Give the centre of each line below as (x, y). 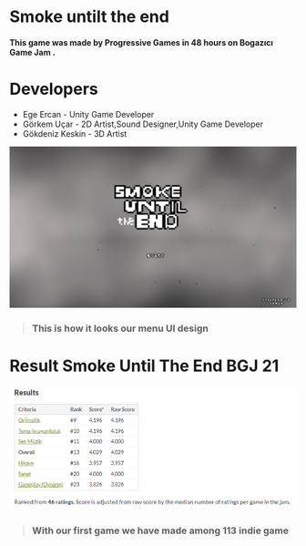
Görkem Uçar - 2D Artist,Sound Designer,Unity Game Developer (143, 124)
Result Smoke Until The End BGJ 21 (144, 366)
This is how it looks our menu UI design (120, 328)
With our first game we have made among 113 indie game (160, 531)
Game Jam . (33, 52)
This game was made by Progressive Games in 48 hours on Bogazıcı (141, 42)
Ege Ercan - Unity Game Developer (88, 114)
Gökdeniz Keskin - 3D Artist (75, 133)
